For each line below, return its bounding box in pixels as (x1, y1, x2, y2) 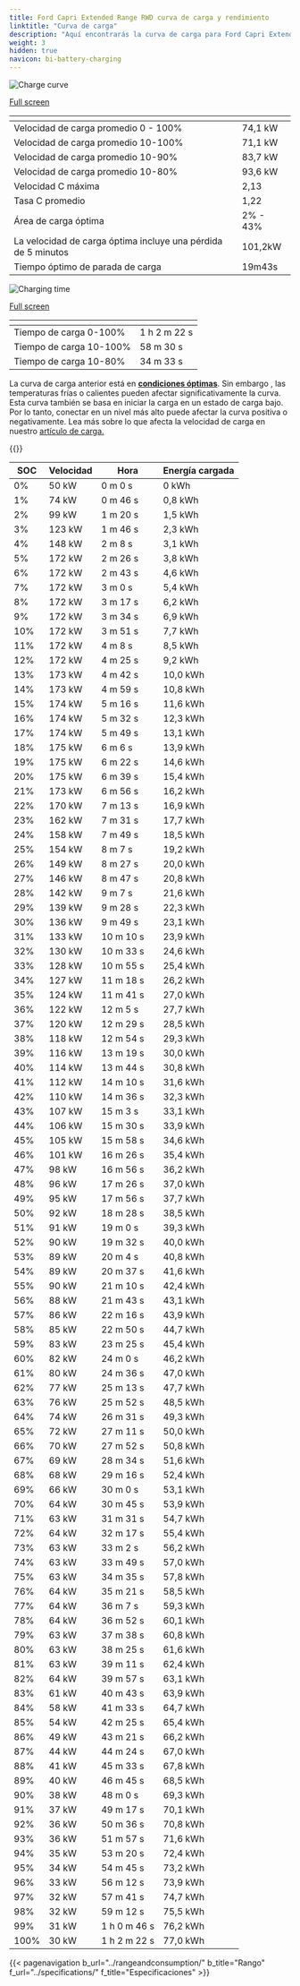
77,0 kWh (162, 1935, 205, 1947)
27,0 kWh (162, 989, 205, 1001)
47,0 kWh (162, 1367, 205, 1379)
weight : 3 (9, 38, 46, 47)
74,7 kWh (162, 1891, 205, 1903)
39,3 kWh (162, 1221, 205, 1234)
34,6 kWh (162, 1134, 205, 1146)
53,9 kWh (162, 1498, 205, 1510)
